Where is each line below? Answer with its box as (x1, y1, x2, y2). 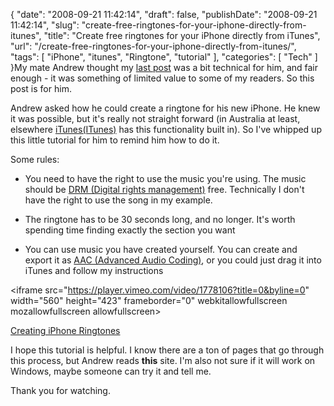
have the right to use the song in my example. (24, 194, 213, 206)
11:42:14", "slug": (10, 19, 80, 31)
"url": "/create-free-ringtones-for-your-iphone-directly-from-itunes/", (10, 40, 297, 52)
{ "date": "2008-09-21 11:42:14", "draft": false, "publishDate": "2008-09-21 (10, 9, 318, 20)
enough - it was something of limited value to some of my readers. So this (10, 72, 315, 84)
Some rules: (10, 154, 60, 165)
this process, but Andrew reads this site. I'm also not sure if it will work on (10, 355, 316, 366)
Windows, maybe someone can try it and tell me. (10, 365, 212, 377)
